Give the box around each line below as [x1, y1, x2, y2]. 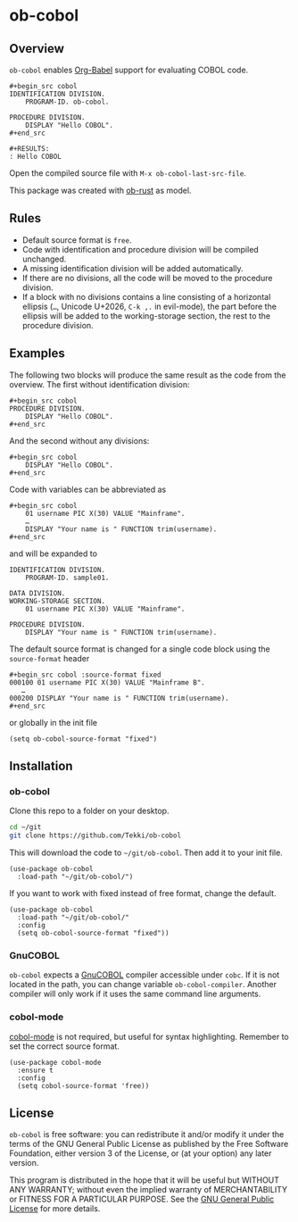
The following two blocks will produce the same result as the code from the [9, 370, 286, 380]
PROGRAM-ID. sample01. [25, 573, 110, 582]
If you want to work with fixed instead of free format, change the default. [9, 888, 277, 899]
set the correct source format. [9, 1041, 120, 1052]
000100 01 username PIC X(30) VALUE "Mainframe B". [9, 678, 205, 687]
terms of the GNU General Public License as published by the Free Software [9, 1139, 289, 1150]
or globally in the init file [9, 717, 98, 727]
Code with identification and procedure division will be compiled [21, 244, 259, 254]
